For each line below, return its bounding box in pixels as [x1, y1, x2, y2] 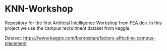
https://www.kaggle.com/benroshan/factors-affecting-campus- [23, 35, 156, 41]
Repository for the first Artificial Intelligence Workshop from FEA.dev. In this [5, 20, 162, 26]
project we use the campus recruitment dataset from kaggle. [5, 25, 131, 31]
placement [5, 40, 27, 46]
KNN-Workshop [5, 3, 74, 15]
